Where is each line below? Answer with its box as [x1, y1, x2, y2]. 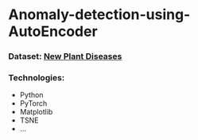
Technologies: [8, 72, 65, 84]
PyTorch [19, 99, 48, 108]
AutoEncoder [8, 22, 98, 41]
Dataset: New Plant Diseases [8, 51, 122, 62]
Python [19, 90, 44, 100]
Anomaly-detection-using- [8, 6, 191, 24]
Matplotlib [19, 107, 53, 117]
